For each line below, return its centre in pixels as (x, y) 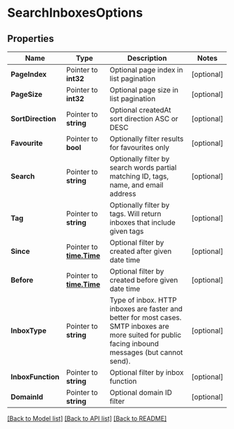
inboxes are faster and (146, 309)
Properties (31, 39)
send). (120, 361)
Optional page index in (146, 70)
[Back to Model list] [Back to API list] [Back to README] (87, 419)
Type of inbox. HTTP (143, 300)
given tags (127, 231)
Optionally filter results (147, 139)
